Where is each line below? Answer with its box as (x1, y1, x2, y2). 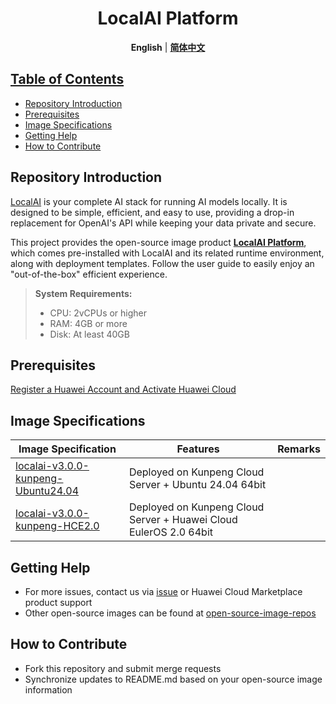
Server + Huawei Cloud (128, 513, 238, 527)
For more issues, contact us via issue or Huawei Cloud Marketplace (24, 586, 303, 597)
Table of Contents (10, 71, 125, 88)
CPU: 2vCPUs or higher (49, 307, 148, 319)
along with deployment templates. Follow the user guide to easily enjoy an (10, 257, 315, 269)
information (24, 683, 73, 696)
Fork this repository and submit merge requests (24, 662, 222, 674)
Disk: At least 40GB (49, 328, 130, 340)
